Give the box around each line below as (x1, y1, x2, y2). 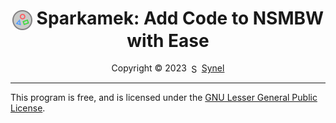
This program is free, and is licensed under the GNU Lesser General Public (10, 92, 318, 104)
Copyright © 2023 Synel (111, 62, 225, 74)
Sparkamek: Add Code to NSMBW (36, 7, 325, 30)
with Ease (126, 29, 210, 52)
